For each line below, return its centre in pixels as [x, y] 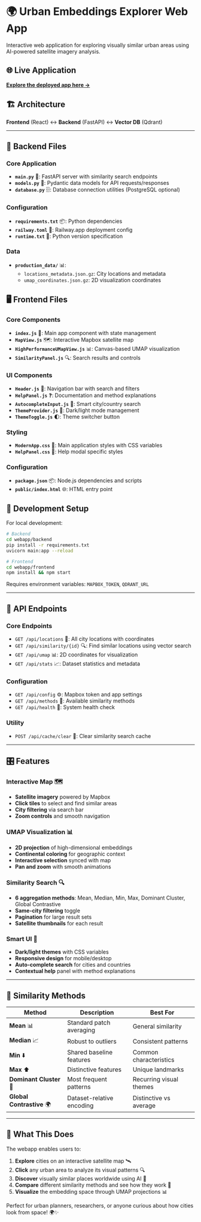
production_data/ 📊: [41, 265]
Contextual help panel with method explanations [75, 971]
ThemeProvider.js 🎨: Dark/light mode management [77, 410]
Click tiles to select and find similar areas [66, 803]
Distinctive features [94, 1069]
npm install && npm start [38, 573]
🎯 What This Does [40, 1135]
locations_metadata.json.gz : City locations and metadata [95, 273]
